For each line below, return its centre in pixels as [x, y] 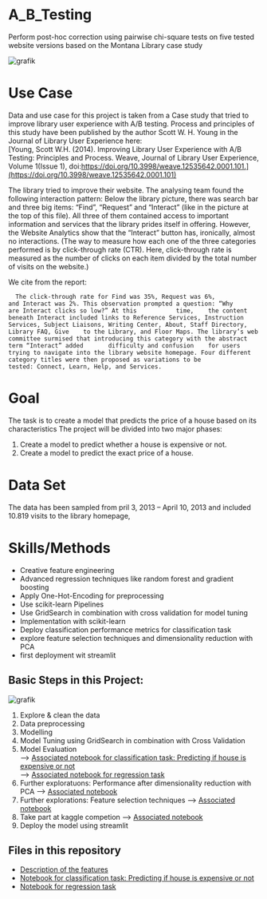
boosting [34, 587]
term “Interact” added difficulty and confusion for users [124, 345]
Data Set [37, 485]
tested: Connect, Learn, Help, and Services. [85, 366]
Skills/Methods [59, 548]
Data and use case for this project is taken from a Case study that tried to [129, 115]
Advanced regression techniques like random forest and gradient [126, 579]
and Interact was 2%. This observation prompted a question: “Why [121, 304]
